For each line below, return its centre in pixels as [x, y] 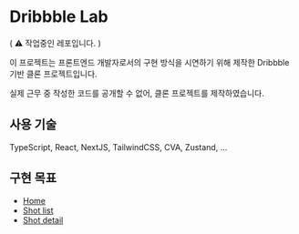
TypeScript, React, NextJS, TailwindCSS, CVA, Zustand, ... [119, 147]
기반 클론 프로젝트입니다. [53, 74]
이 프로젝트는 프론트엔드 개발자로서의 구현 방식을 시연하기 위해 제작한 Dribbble [149, 62]
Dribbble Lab [59, 17]
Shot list [38, 210]
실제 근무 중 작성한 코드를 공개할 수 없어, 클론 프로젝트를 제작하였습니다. [137, 93]
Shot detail [43, 219]
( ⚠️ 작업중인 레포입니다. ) [56, 43]
